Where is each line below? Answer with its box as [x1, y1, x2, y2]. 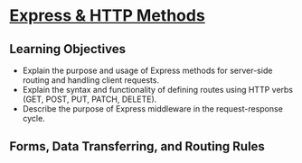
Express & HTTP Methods [9, 5, 205, 26]
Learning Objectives [9, 41, 127, 57]
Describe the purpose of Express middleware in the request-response [22, 104, 283, 113]
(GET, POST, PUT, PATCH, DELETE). [22, 94, 157, 104]
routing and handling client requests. [22, 75, 160, 86]
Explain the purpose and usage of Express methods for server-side [22, 65, 273, 76]
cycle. [22, 113, 45, 123]
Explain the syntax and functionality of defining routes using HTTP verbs [22, 85, 294, 95]
